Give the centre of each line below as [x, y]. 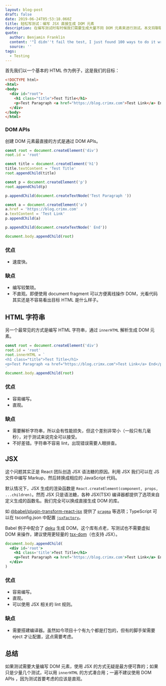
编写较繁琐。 [25, 288]
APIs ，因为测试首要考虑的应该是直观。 [45, 679]
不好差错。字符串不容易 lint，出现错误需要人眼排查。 [66, 443]
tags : [11, 51]
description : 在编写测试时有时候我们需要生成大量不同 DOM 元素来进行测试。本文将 [80, 28]
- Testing [20, 56]
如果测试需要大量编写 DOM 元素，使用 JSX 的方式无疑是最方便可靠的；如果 [82, 666]
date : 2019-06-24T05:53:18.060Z [38, 19]
